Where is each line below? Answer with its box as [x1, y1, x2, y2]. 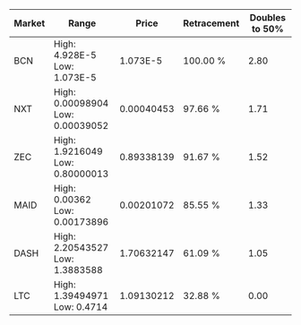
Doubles [249, 12, 287, 23]
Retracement [183, 17, 240, 30]
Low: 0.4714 [53, 301, 108, 312]
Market [13, 17, 46, 30]
